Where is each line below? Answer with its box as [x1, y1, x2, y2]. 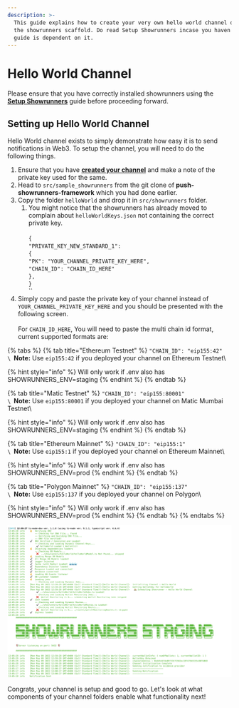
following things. [7, 152, 56, 160]
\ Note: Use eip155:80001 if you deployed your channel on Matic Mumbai [7, 397, 223, 405]
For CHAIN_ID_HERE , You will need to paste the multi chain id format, [17, 325, 214, 333]
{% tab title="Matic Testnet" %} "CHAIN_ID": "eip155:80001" [7, 389, 185, 398]
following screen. [17, 310, 69, 318]
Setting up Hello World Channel [7, 118, 149, 130]
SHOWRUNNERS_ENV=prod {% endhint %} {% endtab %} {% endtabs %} [7, 511, 225, 520]
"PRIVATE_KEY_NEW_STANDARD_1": [28, 243, 122, 250]
